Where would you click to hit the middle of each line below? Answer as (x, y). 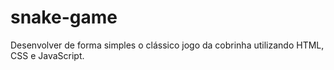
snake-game (64, 17)
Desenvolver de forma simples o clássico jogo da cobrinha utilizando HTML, (167, 45)
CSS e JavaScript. (47, 55)
